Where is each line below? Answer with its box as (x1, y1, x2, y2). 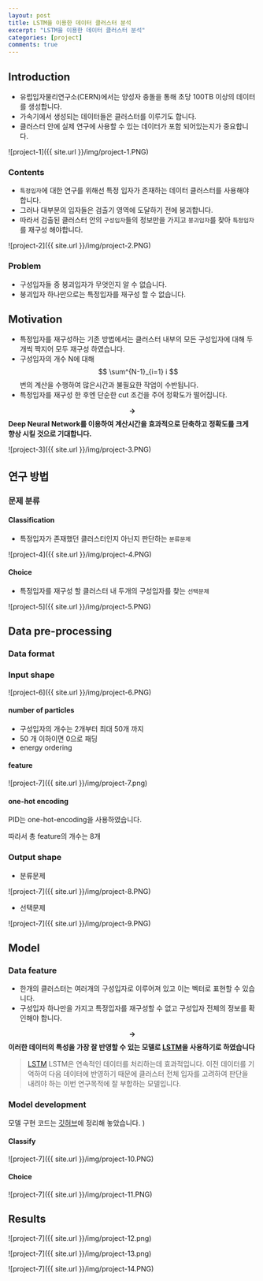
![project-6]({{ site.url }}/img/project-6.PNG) (8, 687, 152, 697)
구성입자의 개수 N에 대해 (19, 354, 94, 363)
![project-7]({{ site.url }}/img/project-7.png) (8, 778, 148, 788)
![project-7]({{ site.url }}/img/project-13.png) (8, 1249, 152, 1258)
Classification (8, 516, 55, 525)
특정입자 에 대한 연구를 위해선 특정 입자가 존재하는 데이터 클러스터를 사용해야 (19, 186, 250, 196)
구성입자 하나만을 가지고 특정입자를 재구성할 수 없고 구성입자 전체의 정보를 (19, 1004, 247, 1013)
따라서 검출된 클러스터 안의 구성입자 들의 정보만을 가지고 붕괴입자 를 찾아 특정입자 (19, 215, 254, 225)
